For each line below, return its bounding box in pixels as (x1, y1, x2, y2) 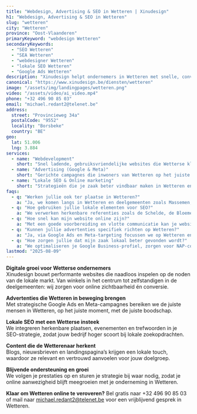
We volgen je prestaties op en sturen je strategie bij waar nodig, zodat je (6, 372, 181, 379)
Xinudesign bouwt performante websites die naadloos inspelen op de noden (6, 271, 191, 278)
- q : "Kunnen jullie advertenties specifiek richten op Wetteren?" (11, 226, 180, 232)
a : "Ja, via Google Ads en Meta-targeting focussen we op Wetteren (16, 232, 185, 238)
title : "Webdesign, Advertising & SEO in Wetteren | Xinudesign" (6, 8, 169, 15)
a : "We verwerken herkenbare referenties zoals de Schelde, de (16, 211, 175, 216)
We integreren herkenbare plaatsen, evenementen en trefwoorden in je (6, 325, 178, 332)
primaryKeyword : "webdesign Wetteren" (6, 36, 101, 42)
